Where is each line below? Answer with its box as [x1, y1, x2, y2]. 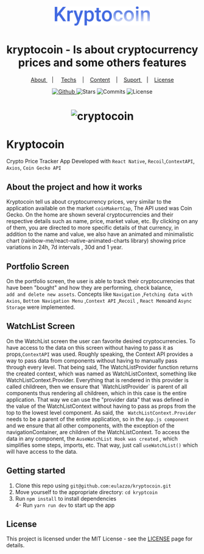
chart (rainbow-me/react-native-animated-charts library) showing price [6, 237, 186, 245]
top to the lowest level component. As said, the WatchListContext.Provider [6, 408, 197, 416]
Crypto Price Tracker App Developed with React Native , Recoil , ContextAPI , [6, 158, 195, 165]
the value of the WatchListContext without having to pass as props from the [6, 402, 196, 410]
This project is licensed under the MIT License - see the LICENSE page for [6, 535, 193, 542]
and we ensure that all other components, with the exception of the [6, 422, 175, 429]
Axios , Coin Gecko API [6, 164, 62, 171]
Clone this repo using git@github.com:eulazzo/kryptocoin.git [15, 482, 172, 489]
